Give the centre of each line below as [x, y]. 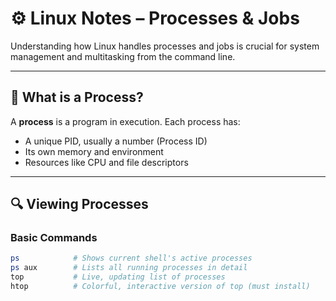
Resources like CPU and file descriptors [106, 162]
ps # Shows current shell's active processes [131, 258]
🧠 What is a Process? [77, 97]
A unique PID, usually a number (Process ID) [116, 141]
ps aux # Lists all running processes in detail [129, 268]
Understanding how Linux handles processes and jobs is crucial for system [165, 46]
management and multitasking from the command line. [123, 56]
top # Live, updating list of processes [118, 277]
